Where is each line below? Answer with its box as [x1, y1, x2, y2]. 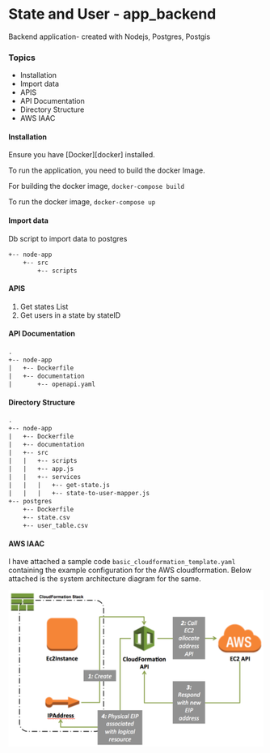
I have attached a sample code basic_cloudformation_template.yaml [8, 557, 236, 567]
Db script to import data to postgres [8, 233, 128, 243]
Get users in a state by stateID [19, 310, 121, 320]
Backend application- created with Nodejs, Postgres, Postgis [8, 32, 211, 41]
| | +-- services [8, 473, 82, 481]
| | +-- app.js [8, 465, 74, 473]
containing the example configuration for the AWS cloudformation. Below [8, 565, 252, 575]
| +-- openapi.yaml [8, 380, 95, 389]
